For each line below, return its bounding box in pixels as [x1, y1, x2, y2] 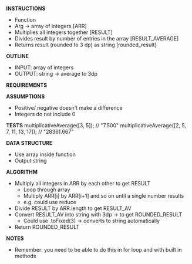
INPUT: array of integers [14, 64, 74, 71]
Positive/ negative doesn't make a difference [14, 104, 123, 111]
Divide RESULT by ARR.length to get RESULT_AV [14, 205, 132, 212]
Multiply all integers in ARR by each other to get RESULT [14, 180, 151, 187]
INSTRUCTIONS [6, 5, 46, 12]
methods [14, 252, 36, 259]
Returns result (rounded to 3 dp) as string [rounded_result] [14, 41, 157, 48]
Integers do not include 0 [14, 111, 76, 117]
